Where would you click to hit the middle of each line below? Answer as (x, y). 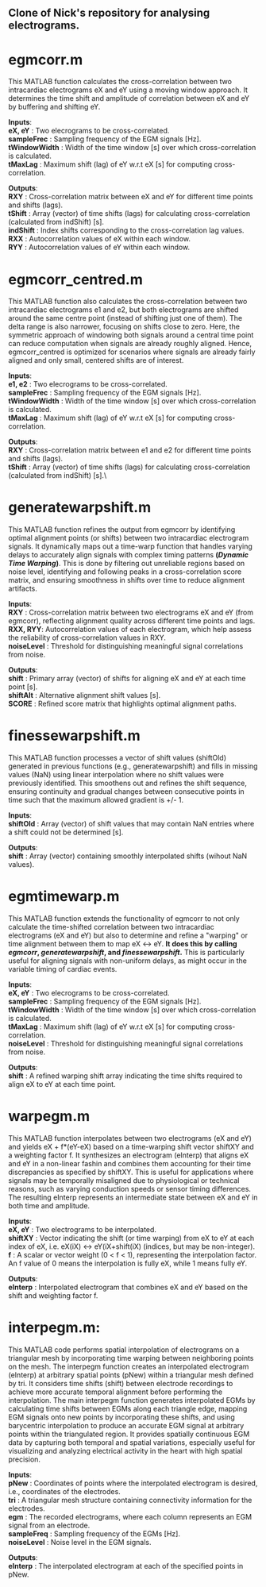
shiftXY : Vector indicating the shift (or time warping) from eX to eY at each (131, 1238)
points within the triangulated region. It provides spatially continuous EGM (129, 1434)
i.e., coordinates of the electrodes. (64, 1491)
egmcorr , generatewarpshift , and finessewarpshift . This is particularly (126, 953)
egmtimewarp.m (64, 897)
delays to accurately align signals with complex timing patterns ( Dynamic (128, 555)
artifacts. (23, 589)
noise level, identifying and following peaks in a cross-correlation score (125, 572)
